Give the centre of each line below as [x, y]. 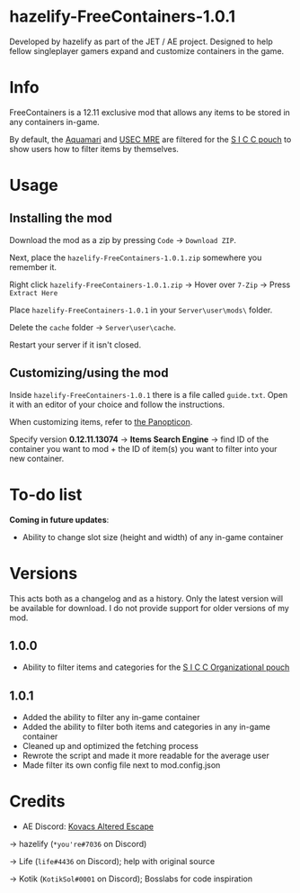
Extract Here [34, 293]
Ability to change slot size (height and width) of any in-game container [153, 537]
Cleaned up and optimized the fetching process [110, 746]
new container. [37, 458]
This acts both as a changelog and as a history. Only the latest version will [146, 598]
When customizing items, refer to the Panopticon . [101, 421]
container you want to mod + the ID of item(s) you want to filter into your [143, 448]
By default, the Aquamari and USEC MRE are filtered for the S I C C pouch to [150, 139]
